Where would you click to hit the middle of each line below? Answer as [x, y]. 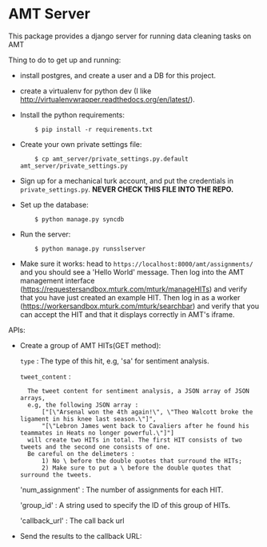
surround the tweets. [56, 475]
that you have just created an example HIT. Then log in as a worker [130, 297]
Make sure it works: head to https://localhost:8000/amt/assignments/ [136, 264]
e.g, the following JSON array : [83, 405]
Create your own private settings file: [81, 144]
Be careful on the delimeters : [81, 454]
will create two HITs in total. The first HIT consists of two [135, 440]
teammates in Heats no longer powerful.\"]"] [97, 433]
